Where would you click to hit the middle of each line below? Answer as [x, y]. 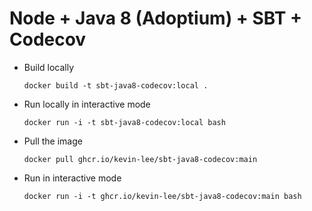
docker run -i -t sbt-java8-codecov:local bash [124, 122]
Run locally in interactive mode [87, 104]
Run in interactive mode [72, 178]
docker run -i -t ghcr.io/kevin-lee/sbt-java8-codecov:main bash [162, 196]
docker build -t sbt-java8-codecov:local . [116, 85]
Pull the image [53, 141]
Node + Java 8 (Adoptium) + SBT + [156, 18]
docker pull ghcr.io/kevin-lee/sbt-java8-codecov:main [140, 159]
